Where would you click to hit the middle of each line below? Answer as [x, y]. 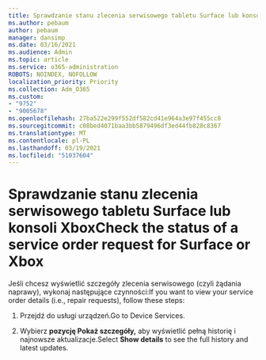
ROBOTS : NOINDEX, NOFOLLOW [53, 74]
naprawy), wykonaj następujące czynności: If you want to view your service [131, 292]
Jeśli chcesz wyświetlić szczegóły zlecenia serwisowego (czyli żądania [125, 284]
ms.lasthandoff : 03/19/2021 [55, 148]
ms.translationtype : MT [47, 133]
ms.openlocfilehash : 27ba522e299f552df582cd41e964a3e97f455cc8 [115, 119]
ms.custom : [26, 97]
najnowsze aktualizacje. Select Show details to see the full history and [134, 339]
